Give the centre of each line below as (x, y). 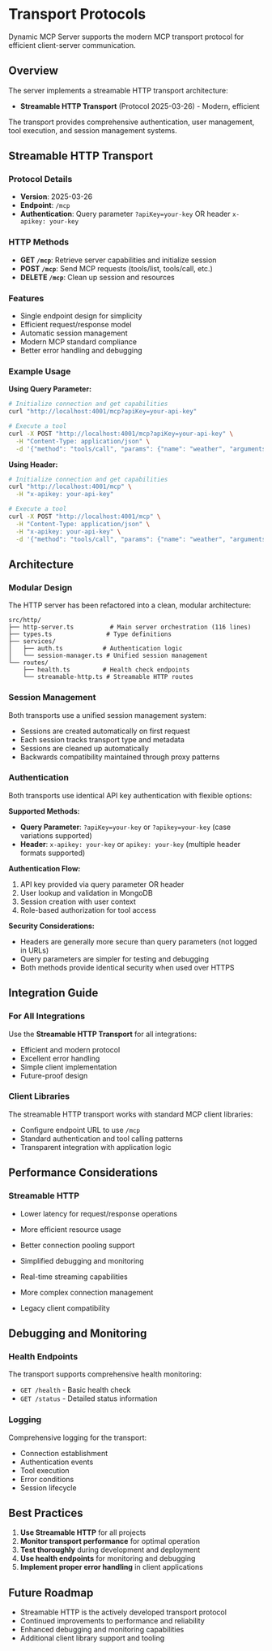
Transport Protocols (77, 14)
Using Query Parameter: (50, 389)
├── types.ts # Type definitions (90, 634)
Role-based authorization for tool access (88, 910)
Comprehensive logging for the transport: (78, 1437)
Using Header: (33, 465)
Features (26, 298)
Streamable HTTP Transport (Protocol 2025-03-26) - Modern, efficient (140, 106)
